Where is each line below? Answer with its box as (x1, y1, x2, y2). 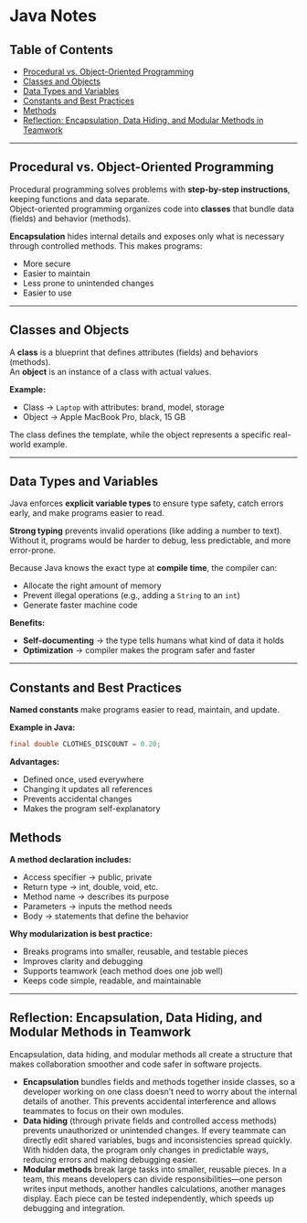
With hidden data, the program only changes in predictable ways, (22, 1144, 270, 1155)
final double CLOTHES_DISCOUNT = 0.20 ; (9, 740, 162, 749)
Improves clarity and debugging (22, 955, 143, 966)
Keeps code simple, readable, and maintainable (22, 975, 202, 986)
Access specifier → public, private (22, 871, 153, 883)
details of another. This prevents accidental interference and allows (22, 1095, 277, 1107)
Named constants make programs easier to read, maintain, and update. (9, 704, 281, 715)
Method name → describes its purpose (22, 891, 170, 902)
